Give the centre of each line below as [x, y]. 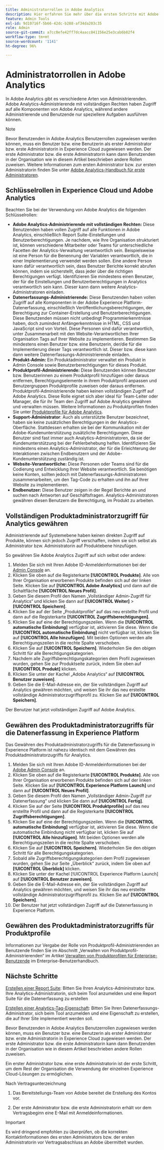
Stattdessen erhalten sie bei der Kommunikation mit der [94, 427]
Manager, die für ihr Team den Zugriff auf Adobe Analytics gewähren [82, 401]
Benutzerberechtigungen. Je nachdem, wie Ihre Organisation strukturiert [86, 240]
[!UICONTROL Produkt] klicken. [45, 669]
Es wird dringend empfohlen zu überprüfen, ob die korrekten [67, 1132]
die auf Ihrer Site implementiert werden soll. [50, 1018]
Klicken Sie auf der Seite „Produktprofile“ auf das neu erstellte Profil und [85, 612]
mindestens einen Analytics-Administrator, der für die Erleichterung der [84, 449]
